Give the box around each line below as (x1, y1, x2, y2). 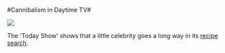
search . (7, 39, 29, 47)
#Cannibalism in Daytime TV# (7, 6, 91, 14)
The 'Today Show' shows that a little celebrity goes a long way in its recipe (7, 32, 218, 39)
